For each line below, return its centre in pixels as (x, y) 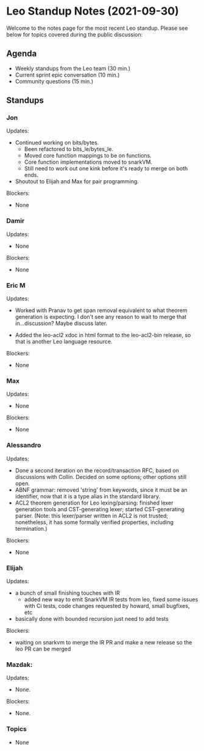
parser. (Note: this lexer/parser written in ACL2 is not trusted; (92, 515)
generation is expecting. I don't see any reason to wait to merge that (101, 317)
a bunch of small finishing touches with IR (68, 593)
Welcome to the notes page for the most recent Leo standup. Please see (97, 28)
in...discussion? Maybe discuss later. (61, 323)
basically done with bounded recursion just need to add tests (92, 618)
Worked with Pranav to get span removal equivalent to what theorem (101, 310)
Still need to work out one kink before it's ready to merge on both (106, 169)
